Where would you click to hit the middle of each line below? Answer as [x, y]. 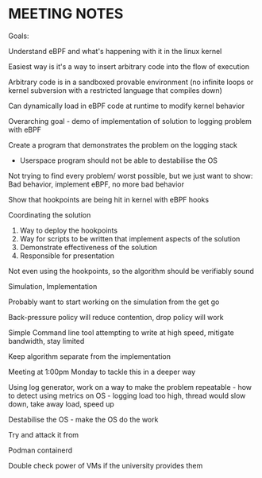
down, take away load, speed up [62, 404]
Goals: [19, 36]
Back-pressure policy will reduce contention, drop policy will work [116, 317]
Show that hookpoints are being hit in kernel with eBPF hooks [108, 199]
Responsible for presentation [67, 256]
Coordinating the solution [50, 214]
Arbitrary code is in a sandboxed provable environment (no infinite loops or [131, 82]
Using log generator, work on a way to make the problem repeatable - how [130, 387]
